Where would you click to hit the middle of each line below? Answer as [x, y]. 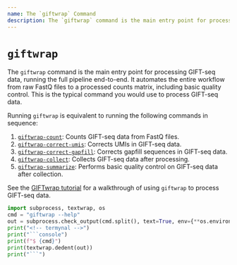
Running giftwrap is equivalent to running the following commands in [108, 116]
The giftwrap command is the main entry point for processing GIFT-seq [111, 72]
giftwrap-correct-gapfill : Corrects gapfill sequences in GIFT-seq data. [122, 152]
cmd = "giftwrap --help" [44, 215]
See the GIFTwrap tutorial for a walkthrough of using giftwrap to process [113, 188]
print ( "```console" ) [38, 234]
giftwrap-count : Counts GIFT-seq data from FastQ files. [98, 137]
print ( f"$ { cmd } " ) [34, 241]
